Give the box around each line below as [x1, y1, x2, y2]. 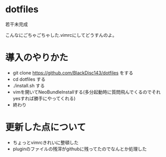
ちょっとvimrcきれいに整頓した [12, 139, 79, 145]
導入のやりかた [5, 52, 69, 63]
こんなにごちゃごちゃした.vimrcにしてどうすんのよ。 [5, 32, 117, 38]
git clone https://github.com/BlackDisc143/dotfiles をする [12, 70, 133, 76]
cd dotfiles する [12, 76, 46, 82]
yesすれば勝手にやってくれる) [12, 95, 76, 101]
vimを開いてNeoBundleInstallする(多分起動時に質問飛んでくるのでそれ [12, 88, 161, 95]
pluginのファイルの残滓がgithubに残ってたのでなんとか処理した [12, 146, 147, 152]
